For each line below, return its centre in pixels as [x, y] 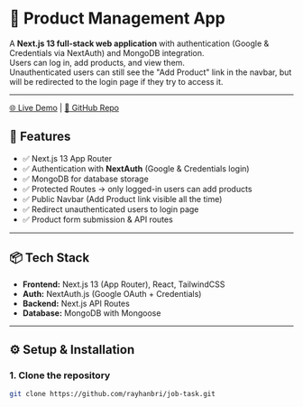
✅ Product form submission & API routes [97, 219]
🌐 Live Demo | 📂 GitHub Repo [64, 107]
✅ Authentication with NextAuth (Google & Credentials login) [136, 168]
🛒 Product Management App [117, 18]
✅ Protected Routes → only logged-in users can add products [137, 189]
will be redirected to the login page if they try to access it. [116, 81]
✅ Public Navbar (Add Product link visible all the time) [122, 199]
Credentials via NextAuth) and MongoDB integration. [107, 52]
